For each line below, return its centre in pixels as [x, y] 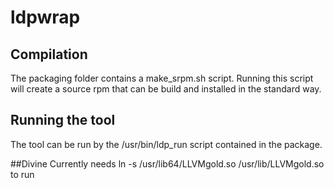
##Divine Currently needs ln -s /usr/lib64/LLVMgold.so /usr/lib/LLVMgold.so [167, 163]
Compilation [49, 54]
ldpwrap [45, 17]
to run [22, 174]
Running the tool [63, 120]
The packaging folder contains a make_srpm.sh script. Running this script [162, 78]
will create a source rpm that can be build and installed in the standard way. [166, 89]
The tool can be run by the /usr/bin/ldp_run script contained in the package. [166, 144]
